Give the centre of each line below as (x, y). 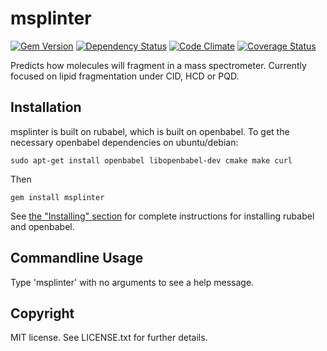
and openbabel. (42, 226)
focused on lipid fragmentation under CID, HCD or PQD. (125, 76)
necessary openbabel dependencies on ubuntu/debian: (124, 142)
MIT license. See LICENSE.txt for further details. (109, 338)
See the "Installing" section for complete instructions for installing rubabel (162, 216)
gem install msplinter (57, 197)
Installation (46, 107)
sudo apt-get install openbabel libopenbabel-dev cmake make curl (151, 160)
